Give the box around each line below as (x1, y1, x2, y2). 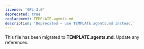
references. (5, 40, 29, 46)
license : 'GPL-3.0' (5, 7, 45, 12)
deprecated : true (5, 12, 41, 17)
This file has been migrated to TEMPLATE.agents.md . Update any (5, 34, 140, 40)
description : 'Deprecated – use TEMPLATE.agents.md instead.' (5, 21, 135, 26)
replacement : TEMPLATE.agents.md (5, 16, 74, 21)
